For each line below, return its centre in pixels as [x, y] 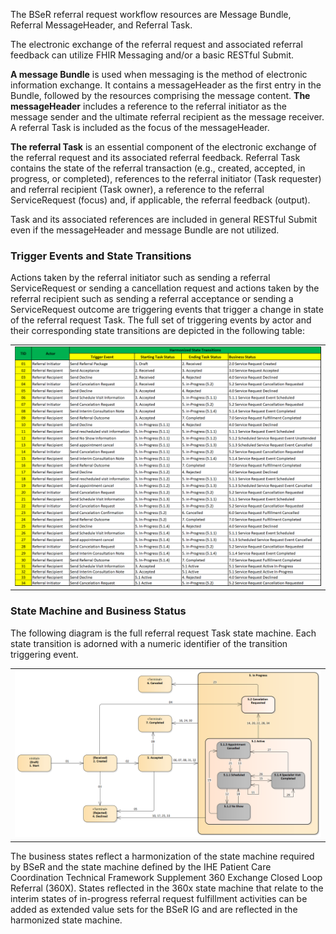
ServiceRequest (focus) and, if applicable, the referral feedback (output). [160, 200]
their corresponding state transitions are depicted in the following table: [158, 331]
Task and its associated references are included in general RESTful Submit [164, 219]
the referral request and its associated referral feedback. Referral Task [155, 157]
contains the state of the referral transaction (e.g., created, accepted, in [158, 168]
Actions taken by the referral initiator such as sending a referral [140, 278]
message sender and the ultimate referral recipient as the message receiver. [167, 117]
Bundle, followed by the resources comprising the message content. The [160, 95]
